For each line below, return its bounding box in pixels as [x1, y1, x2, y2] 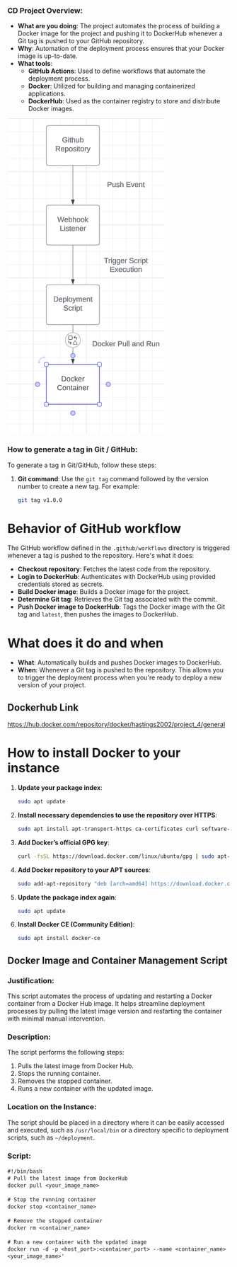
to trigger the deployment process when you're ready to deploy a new [17, 673, 222, 682]
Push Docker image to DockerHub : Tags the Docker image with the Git [17, 602, 225, 611]
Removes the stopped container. [17, 1077, 112, 1085]
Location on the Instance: [7, 1102, 97, 1112]
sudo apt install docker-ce [17, 935, 100, 942]
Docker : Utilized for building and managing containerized [28, 82, 196, 91]
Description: [7, 1032, 51, 1042]
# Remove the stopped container [7, 1217, 103, 1225]
